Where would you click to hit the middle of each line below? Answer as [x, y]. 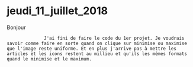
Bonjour [16, 27]
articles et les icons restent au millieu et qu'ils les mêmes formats [97, 54]
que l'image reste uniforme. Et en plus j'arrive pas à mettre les [92, 49]
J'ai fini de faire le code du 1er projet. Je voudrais [114, 38]
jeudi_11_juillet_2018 [57, 11]
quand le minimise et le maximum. [49, 59]
